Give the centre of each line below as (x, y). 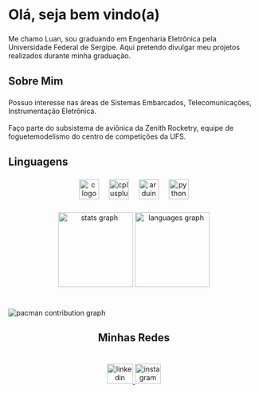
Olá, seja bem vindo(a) (84, 15)
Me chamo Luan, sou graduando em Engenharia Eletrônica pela (112, 39)
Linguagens (38, 161)
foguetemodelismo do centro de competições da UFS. (97, 136)
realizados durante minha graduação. (70, 56)
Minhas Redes (134, 338)
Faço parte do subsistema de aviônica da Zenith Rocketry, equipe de (121, 128)
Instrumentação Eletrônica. (53, 111)
